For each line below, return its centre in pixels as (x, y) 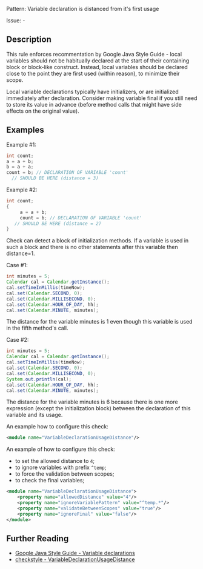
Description (29, 40)
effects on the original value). (43, 111)
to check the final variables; (50, 481)
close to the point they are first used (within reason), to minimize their (93, 73)
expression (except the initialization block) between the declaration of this (98, 408)
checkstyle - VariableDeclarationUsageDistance (75, 559)
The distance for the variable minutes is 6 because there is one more (92, 402)
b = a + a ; (20, 167)
